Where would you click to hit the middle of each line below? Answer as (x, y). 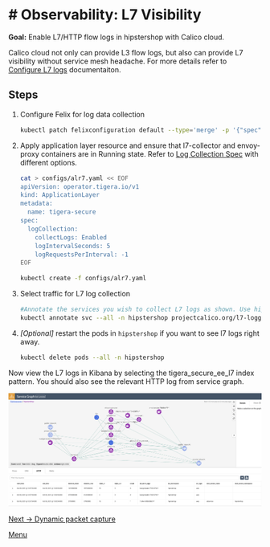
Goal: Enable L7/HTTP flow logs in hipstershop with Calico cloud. (117, 37)
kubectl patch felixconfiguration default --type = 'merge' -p (125, 130)
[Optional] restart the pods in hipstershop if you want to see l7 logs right (139, 333)
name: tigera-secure (62, 212)
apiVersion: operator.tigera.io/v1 (80, 186)
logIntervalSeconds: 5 (73, 246)
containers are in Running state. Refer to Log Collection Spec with (149, 153)
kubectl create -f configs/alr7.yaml (83, 279)
